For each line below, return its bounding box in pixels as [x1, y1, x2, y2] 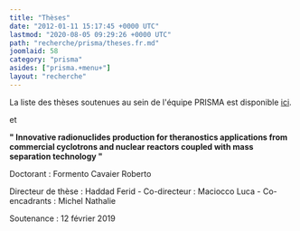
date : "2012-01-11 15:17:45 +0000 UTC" [9, 22, 160, 31]
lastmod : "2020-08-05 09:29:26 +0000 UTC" [9, 30, 172, 39]
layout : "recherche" [9, 72, 88, 81]
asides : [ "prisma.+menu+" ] [9, 64, 111, 73]
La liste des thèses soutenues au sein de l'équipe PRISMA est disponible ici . [9, 97, 292, 107]
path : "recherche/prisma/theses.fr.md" [9, 38, 160, 48]
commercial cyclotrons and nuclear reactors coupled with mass [9, 141, 254, 152]
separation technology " [9, 151, 103, 162]
